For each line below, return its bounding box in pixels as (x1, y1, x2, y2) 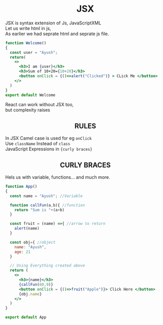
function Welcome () (5, 40, 47, 46)
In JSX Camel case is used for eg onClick (5, 135, 92, 141)
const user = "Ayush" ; (10, 50, 58, 55)
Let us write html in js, (5, 25, 51, 31)
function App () (5, 184, 38, 189)
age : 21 (14, 249, 30, 254)
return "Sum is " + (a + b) (14, 207, 65, 212)
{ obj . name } (18, 291, 42, 297)
